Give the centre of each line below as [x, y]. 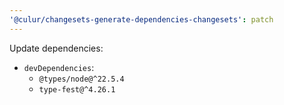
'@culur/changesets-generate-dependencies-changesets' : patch [141, 19]
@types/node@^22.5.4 [81, 79]
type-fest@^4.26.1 [77, 89]
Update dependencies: [56, 48]
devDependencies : [59, 67]
